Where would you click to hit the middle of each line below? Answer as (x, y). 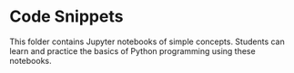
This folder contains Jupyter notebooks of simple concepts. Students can (147, 41)
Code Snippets (66, 17)
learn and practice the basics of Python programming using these (133, 50)
